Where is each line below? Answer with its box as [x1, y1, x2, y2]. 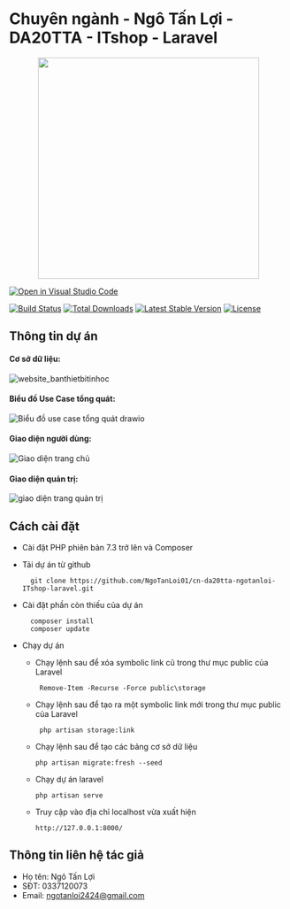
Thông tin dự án [9, 328, 99, 344]
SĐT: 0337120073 [21, 881, 88, 891]
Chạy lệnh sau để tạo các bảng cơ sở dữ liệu [34, 741, 198, 751]
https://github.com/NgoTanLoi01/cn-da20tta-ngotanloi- [69, 576, 276, 585]
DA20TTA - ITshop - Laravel [9, 27, 218, 48]
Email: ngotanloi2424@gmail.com [21, 890, 145, 900]
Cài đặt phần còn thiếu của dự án [21, 599, 143, 610]
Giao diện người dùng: [9, 434, 92, 444]
